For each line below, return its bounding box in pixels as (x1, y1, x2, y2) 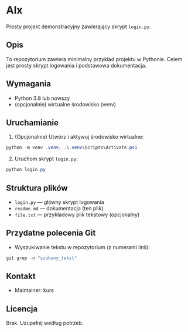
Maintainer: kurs (14, 287, 54, 294)
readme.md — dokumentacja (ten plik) (14, 204, 104, 212)
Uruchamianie (6, 118, 59, 128)
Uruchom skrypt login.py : (14, 155, 78, 162)
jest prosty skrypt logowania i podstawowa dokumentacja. (6, 62, 147, 69)
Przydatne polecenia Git (6, 228, 96, 238)
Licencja (6, 304, 38, 314)
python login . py (6, 167, 46, 173)
